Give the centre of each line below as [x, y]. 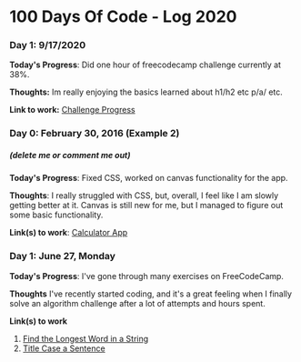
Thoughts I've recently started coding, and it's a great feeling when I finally [151, 294]
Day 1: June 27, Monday [63, 256]
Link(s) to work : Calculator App [69, 233]
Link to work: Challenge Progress [72, 110]
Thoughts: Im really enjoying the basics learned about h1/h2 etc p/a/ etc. [146, 92]
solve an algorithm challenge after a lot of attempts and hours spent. [137, 303]
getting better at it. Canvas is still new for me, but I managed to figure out [146, 206]
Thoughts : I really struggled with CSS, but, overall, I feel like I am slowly [144, 196]
